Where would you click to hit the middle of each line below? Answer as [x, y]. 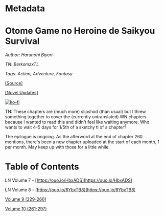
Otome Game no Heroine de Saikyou [80, 31]
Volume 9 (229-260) [26, 199]
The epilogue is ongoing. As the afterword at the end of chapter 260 [74, 137]
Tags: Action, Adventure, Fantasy [39, 74]
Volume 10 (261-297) [26, 209]
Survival [23, 41]
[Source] [14, 83]
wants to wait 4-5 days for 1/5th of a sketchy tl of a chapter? [66, 127]
